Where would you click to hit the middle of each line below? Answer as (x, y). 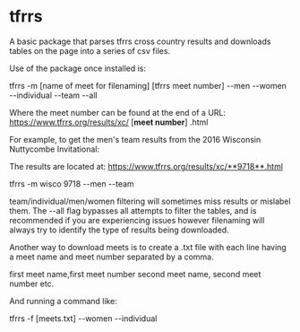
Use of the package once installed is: (77, 68)
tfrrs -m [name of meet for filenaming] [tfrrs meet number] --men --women (148, 85)
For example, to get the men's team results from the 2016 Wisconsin (135, 139)
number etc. (32, 284)
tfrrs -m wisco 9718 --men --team (72, 183)
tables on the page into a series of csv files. (90, 50)
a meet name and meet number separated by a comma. (111, 257)
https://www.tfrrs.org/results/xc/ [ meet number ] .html (109, 122)
